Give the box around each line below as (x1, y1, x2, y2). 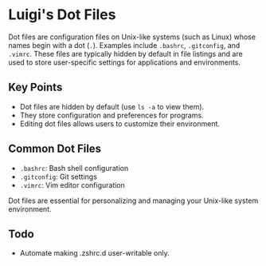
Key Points (8, 81, 63, 94)
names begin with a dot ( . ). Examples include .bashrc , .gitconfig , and (8, 40, 241, 50)
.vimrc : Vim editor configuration (19, 180, 126, 189)
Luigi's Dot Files (8, 6, 116, 24)
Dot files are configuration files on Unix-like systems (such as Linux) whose (8, 32, 256, 42)
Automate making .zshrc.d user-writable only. (19, 248, 170, 258)
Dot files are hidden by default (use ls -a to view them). (19, 101, 205, 111)
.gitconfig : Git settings (19, 172, 98, 181)
